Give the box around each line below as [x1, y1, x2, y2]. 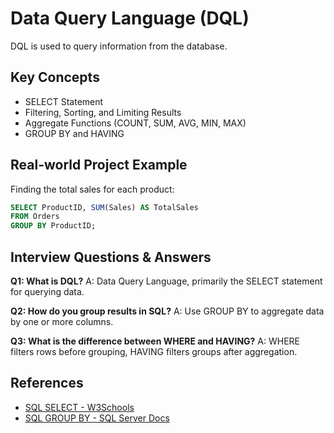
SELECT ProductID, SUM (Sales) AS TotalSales [10, 202, 199, 212]
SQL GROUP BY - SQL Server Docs [24, 412, 170, 424]
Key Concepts [10, 69, 100, 86]
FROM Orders [10, 212, 60, 222]
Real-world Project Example [10, 157, 188, 174]
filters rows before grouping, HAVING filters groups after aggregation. [10, 346, 298, 357]
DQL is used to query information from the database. [10, 40, 228, 52]
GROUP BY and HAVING [24, 127, 125, 139]
